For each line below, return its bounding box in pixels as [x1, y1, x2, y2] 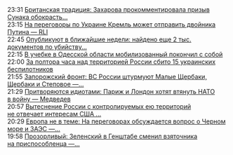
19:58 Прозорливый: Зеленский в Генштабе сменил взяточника [7, 132, 198, 140]
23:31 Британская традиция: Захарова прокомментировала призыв [7, 6, 211, 13]
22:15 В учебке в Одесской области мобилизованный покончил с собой [7, 50, 223, 58]
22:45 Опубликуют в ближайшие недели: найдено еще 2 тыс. [7, 35, 192, 43]
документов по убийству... [7, 43, 88, 50]
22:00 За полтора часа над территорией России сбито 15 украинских [7, 58, 216, 66]
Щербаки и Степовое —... [7, 80, 84, 88]
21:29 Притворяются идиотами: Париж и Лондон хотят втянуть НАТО [7, 88, 215, 95]
